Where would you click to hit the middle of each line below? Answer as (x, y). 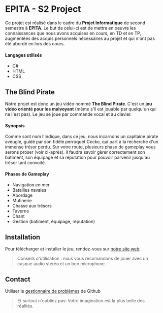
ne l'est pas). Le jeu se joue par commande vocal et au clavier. (68, 114)
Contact (18, 279)
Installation (23, 237)
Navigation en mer (31, 185)
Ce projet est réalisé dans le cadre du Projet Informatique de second (75, 23)
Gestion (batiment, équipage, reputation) (53, 222)
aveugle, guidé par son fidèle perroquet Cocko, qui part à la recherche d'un (82, 142)
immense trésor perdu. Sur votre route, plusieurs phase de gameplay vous (81, 147)
